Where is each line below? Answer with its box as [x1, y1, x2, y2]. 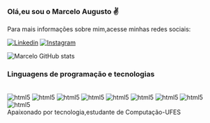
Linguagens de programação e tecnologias [7, 69, 155, 79]
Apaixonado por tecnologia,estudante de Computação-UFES [7, 108, 181, 117]
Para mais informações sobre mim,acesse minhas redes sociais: [7, 25, 191, 33]
